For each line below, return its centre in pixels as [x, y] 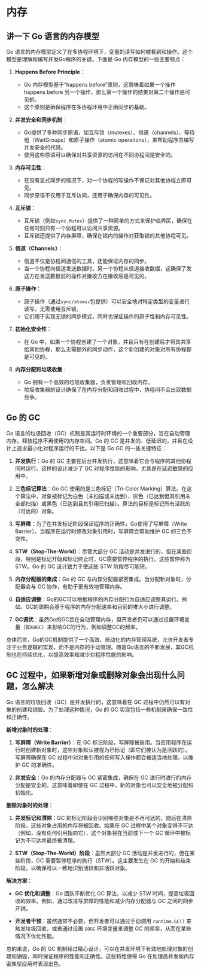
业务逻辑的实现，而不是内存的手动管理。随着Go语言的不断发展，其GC [103, 647]
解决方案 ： [19, 880]
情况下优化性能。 [36, 936]
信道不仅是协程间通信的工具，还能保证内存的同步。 [87, 261]
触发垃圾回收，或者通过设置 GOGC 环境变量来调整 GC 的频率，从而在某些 [103, 928]
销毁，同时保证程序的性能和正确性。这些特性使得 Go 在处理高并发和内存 [105, 956]
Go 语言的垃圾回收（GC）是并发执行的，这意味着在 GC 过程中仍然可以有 [96, 702]
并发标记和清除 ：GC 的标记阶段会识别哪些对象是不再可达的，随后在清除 [103, 818]
